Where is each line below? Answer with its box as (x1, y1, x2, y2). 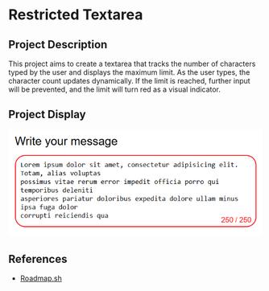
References (8, 252, 68, 266)
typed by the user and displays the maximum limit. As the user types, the (8, 68, 250, 77)
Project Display (8, 108, 86, 121)
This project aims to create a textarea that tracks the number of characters (8, 59, 256, 68)
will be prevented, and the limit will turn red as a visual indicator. (8, 84, 221, 94)
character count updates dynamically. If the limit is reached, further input (8, 76, 251, 85)
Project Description (8, 38, 108, 51)
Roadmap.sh (19, 273, 62, 283)
